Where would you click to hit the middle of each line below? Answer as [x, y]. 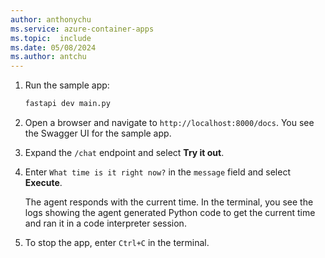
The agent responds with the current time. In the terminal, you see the [169, 202]
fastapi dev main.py [67, 104]
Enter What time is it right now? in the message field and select [157, 172]
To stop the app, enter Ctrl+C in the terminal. [117, 242]
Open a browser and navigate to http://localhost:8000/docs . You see [169, 122]
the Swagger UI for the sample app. [98, 133]
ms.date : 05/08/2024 [53, 47]
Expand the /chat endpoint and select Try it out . [124, 152]
